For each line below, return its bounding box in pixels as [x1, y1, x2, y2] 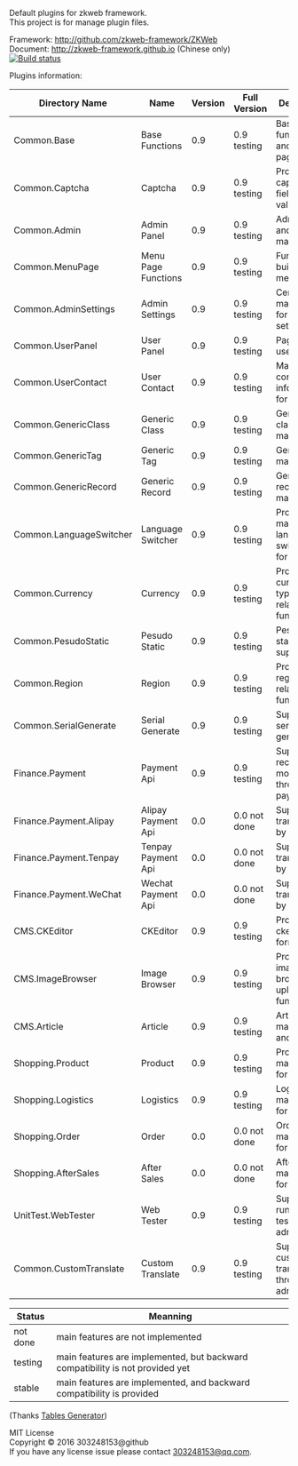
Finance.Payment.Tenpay [13, 852, 120, 864]
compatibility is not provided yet [56, 1362, 191, 1374]
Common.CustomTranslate [13, 1263, 125, 1274]
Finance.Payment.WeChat [13, 888, 122, 900]
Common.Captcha [13, 182, 90, 194]
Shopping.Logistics [13, 1094, 94, 1105]
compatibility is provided [56, 1388, 160, 1399]
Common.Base [13, 134, 75, 146]
